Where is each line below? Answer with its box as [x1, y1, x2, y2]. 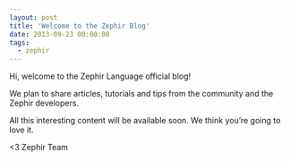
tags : [9, 38, 30, 47]
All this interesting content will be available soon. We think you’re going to [9, 115, 281, 126]
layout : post [9, 13, 58, 22]
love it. [9, 124, 34, 135]
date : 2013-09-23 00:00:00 [9, 30, 110, 38]
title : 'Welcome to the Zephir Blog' [9, 21, 150, 30]
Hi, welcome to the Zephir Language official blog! [9, 71, 192, 81]
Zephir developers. [9, 97, 79, 108]
